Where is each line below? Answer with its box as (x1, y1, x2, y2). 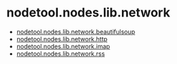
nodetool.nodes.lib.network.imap (16, 42, 111, 50)
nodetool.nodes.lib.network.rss (16, 50, 105, 58)
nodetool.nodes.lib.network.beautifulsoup (16, 28, 136, 36)
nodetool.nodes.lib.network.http (16, 34, 108, 43)
